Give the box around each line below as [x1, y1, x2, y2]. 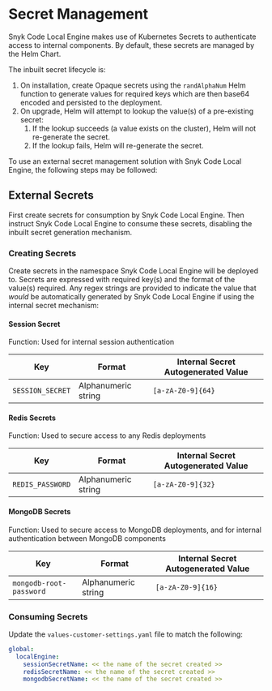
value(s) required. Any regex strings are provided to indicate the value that [8, 283, 257, 293]
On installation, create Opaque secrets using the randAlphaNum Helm [19, 80, 246, 90]
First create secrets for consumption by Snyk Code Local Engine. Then [8, 210, 244, 220]
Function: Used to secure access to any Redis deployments [8, 431, 206, 440]
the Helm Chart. [8, 49, 62, 58]
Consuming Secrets [8, 611, 88, 622]
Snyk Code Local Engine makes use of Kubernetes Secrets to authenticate [8, 32, 257, 41]
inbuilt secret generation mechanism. [8, 227, 133, 237]
